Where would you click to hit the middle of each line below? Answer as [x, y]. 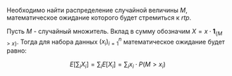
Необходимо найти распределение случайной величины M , [97, 10]
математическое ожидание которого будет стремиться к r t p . [99, 18]
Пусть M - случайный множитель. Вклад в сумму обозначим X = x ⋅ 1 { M [115, 32]
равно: [17, 51]
